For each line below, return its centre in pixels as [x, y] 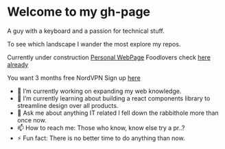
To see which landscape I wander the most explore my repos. [94, 44]
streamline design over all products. [68, 105]
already [18, 64]
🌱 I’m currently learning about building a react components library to [114, 98]
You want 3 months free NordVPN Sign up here [74, 78]
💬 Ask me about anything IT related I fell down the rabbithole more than [118, 113]
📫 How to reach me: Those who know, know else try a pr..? [101, 128]
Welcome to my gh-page [79, 12]
